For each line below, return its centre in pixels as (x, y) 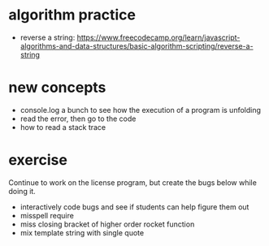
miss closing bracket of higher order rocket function (107, 224)
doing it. (22, 191)
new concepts (57, 88)
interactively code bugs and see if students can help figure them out (134, 207)
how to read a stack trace (63, 127)
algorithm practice (72, 15)
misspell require (47, 215)
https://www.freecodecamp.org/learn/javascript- (158, 37)
